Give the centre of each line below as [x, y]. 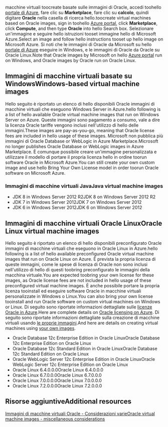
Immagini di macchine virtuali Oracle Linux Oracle [84, 223]
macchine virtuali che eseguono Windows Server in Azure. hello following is [83, 109]
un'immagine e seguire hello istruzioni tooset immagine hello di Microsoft [81, 34]
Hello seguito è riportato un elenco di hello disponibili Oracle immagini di [80, 104]
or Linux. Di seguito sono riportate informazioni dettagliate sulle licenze [79, 307]
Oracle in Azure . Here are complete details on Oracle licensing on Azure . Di [82, 312]
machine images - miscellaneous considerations [55, 419]
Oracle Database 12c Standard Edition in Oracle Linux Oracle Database [85, 348]
